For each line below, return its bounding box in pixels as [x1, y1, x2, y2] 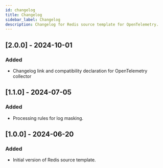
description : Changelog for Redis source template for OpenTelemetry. [5, 22, 159, 27]
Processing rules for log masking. [12, 115, 83, 121]
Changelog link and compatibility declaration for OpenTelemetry [12, 68, 148, 74]
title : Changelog [5, 12, 42, 17]
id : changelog [5, 7, 36, 13]
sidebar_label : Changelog [5, 17, 60, 22]
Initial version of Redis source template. [12, 157, 96, 163]
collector [12, 73, 32, 79]
